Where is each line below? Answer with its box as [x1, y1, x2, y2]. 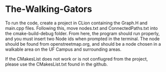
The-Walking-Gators [5, 3, 93, 15]
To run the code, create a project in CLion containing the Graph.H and [5, 20, 148, 26]
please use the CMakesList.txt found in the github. [5, 61, 108, 67]
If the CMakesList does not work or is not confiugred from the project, [5, 56, 148, 62]
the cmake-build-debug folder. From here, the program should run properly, [5, 30, 160, 36]
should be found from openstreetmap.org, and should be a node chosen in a [5, 41, 161, 47]
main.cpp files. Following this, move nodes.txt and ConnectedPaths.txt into [5, 25, 158, 31]
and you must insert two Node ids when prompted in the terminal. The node [5, 36, 160, 42]
